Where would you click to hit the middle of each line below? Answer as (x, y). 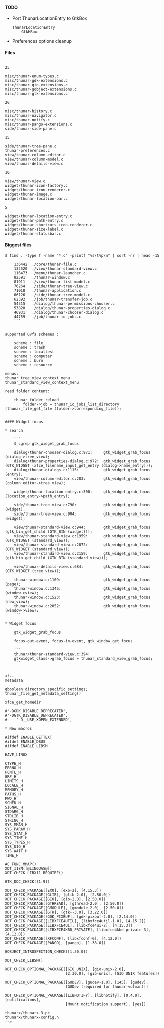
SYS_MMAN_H (16, 825)
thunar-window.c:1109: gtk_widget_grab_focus (82, 580)
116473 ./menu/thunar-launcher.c (50, 273)
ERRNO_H (13, 768)
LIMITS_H (14, 781)
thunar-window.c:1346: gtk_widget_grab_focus (82, 588)
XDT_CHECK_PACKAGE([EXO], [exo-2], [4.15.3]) (53, 890)
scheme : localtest (34, 352)
